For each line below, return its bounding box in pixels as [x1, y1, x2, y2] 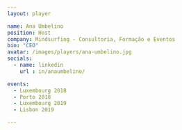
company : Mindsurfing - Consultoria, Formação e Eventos [7, 35, 176, 42]
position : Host [7, 29, 51, 36]
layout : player [7, 10, 51, 17]
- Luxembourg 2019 [13, 100, 67, 107]
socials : [7, 55, 33, 63]
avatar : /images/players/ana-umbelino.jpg [7, 49, 132, 56]
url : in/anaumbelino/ [19, 67, 85, 75]
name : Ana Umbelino [7, 22, 64, 30]
